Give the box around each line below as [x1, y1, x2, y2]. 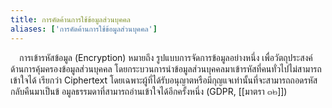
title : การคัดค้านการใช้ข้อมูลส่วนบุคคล [10, 14, 131, 25]
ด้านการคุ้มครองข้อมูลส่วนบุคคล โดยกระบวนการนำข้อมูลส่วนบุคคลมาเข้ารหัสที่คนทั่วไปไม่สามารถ [10, 62, 322, 75]
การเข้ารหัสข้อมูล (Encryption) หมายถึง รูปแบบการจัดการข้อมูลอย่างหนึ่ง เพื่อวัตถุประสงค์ [19, 51, 313, 63]
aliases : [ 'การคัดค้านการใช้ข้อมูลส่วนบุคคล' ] [10, 24, 158, 34]
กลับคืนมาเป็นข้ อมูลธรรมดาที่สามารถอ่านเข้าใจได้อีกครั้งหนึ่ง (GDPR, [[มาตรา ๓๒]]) [10, 85, 288, 97]
